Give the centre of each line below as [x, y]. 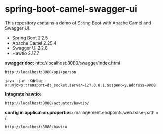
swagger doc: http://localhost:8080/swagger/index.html [62, 63]
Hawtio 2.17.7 [25, 53]
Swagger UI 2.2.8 [30, 48]
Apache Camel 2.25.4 [34, 43]
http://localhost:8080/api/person [41, 72]
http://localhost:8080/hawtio [36, 127]
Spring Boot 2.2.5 [30, 38]
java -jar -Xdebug [24, 81]
